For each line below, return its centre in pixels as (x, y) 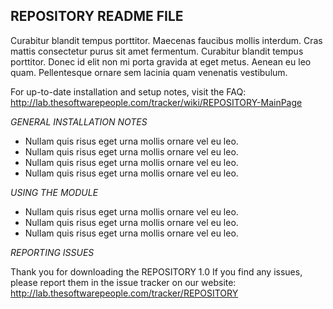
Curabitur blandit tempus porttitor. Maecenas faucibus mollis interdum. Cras (166, 40)
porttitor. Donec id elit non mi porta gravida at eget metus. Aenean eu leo (161, 61)
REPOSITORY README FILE (97, 16)
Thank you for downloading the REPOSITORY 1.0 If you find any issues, (156, 271)
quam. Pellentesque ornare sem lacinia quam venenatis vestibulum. (149, 72)
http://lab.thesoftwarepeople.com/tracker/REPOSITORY (124, 293)
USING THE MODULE (54, 192)
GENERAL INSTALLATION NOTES (79, 121)
